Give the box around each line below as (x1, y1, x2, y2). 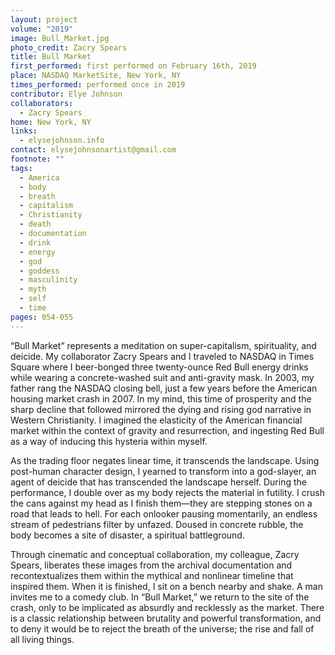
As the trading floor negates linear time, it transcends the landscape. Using (10, 454, 320, 466)
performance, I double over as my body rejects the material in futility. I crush (10, 486, 325, 498)
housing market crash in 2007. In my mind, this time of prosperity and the (10, 392, 312, 405)
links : (10, 126, 38, 136)
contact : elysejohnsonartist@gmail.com (10, 145, 177, 155)
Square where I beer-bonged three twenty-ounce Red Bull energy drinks (10, 361, 309, 373)
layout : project (10, 14, 78, 25)
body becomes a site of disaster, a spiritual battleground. (10, 529, 245, 541)
